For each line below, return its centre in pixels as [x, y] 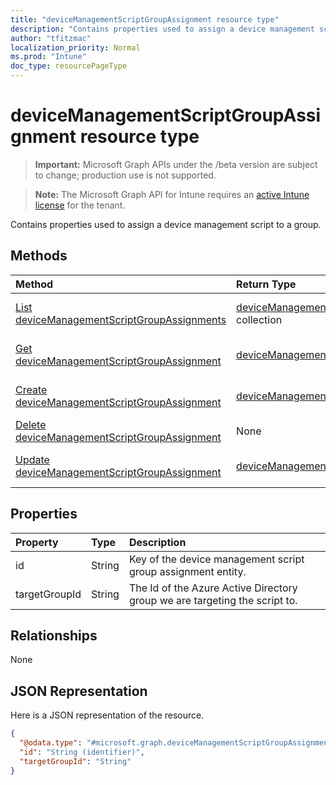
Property [37, 542]
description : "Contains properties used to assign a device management [162, 29]
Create [31, 389]
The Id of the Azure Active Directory [213, 588]
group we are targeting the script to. [213, 600]
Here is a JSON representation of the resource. [107, 715]
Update [32, 459]
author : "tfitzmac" [51, 38]
